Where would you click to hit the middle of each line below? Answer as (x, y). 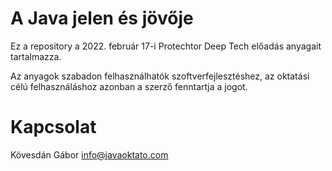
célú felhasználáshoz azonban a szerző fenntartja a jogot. (129, 86)
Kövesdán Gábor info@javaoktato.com (89, 154)
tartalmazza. (36, 56)
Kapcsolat (53, 127)
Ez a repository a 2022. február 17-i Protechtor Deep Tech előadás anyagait (166, 46)
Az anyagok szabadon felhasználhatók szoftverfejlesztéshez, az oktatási (160, 76)
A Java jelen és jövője (102, 18)
